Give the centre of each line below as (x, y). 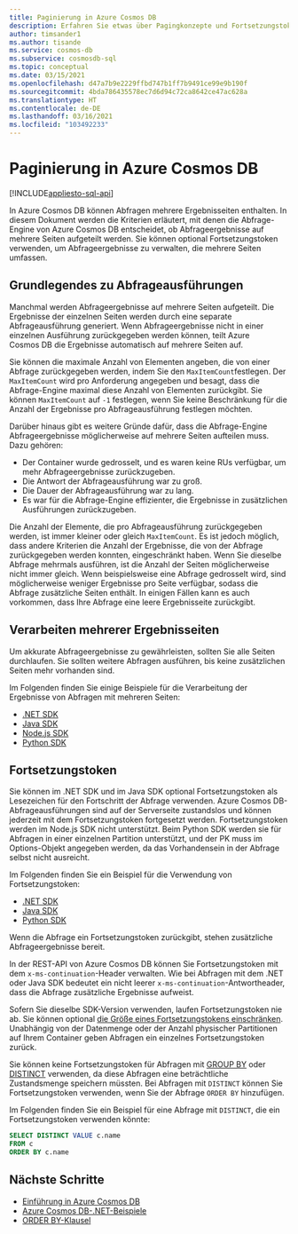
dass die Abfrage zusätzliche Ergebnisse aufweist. (102, 993)
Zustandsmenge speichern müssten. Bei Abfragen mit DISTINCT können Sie (146, 1083)
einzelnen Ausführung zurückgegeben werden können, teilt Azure (129, 335)
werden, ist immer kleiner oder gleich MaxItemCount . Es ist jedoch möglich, (144, 536)
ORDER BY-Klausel (56, 1220)
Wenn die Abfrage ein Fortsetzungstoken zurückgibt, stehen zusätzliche (141, 937)
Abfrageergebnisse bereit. (57, 947)
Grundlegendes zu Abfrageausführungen (126, 285)
